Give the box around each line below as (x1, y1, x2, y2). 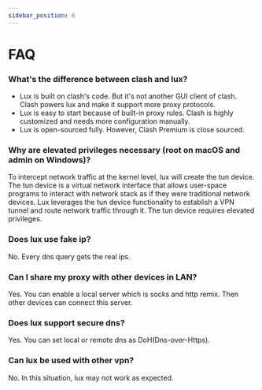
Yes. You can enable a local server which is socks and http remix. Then (8, 289, 239, 299)
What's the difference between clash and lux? (8, 73, 188, 84)
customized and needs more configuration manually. (19, 117, 190, 126)
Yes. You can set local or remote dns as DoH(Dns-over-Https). (8, 336, 210, 345)
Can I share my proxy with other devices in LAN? (8, 271, 197, 282)
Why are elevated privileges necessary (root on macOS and (8, 145, 241, 156)
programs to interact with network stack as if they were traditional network (8, 189, 250, 199)
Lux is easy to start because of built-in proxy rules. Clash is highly (19, 108, 234, 118)
